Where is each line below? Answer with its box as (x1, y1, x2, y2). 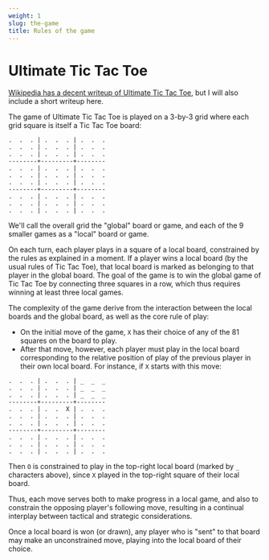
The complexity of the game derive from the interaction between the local (8, 303, 253, 313)
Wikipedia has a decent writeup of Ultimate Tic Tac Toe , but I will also (8, 88, 238, 97)
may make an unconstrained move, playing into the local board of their (8, 536, 243, 546)
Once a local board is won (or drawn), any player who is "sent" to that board (8, 527, 261, 537)
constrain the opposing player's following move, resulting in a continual (8, 503, 244, 513)
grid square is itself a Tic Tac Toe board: (8, 121, 142, 130)
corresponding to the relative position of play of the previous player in (19, 353, 251, 363)
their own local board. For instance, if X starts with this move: (19, 361, 222, 371)
